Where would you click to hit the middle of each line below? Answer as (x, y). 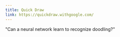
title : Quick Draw (25, 10)
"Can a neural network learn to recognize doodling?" (60, 29)
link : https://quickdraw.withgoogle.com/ (50, 15)
